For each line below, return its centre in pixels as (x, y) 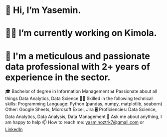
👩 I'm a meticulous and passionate (78, 56)
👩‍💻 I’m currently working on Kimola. (81, 33)
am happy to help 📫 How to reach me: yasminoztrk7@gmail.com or (75, 122)
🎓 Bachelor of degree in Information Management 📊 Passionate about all (81, 91)
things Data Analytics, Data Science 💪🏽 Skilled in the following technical (79, 98)
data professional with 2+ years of (78, 66)
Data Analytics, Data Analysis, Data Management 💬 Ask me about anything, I (83, 116)
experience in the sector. (58, 77)
